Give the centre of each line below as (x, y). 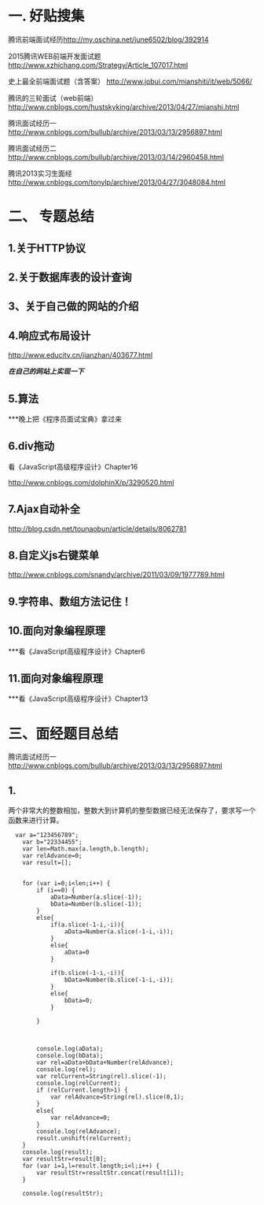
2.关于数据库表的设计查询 (70, 277)
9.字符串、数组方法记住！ (70, 601)
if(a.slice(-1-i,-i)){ (87, 925)
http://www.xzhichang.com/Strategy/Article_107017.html (98, 65)
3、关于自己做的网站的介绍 (73, 307)
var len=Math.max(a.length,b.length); (86, 849)
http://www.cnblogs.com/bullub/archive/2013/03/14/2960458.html (116, 157)
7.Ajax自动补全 (44, 509)
